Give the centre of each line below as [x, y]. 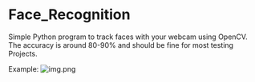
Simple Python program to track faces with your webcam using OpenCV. [128, 37]
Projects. [23, 53]
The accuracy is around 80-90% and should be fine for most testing [121, 45]
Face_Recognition [69, 15]
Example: [24, 68]
